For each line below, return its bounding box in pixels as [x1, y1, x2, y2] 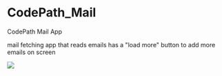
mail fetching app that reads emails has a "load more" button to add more [7, 40, 216, 49]
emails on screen [7, 48, 57, 56]
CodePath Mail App [7, 27, 62, 36]
